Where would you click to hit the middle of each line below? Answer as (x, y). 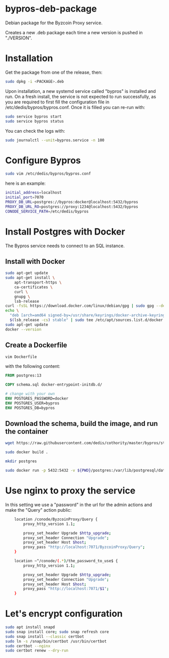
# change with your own (30, 394)
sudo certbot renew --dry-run (37, 651)
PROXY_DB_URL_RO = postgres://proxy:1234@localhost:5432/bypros (72, 207)
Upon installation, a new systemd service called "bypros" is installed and (80, 91)
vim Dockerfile (21, 357)
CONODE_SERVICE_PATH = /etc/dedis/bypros (47, 211)
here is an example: (26, 183)
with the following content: (33, 366)
